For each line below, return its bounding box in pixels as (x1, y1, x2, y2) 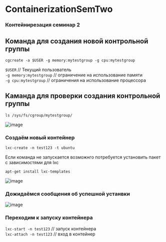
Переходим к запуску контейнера (5, 214, 93, 221)
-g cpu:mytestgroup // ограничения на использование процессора (5, 77, 146, 83)
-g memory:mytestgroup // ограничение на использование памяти (5, 71, 143, 78)
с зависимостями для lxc (5, 159, 59, 165)
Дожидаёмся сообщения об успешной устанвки (5, 190, 130, 197)
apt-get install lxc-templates (5, 169, 70, 174)
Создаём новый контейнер (5, 134, 75, 141)
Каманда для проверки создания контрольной (5, 91, 160, 100)
